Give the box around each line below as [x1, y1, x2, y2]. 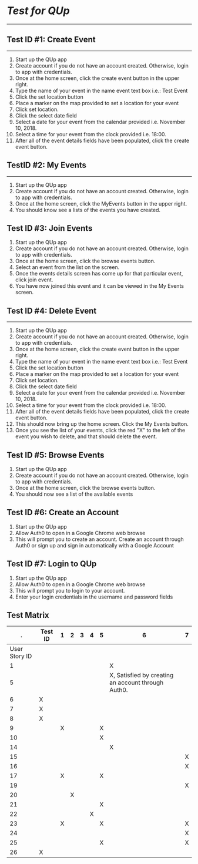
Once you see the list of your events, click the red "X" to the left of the [15, 427, 186, 434]
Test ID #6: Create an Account [6, 507, 119, 517]
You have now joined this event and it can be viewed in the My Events [15, 283, 184, 290]
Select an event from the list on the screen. [15, 264, 120, 271]
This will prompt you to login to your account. [15, 587, 125, 594]
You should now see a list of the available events [15, 490, 133, 497]
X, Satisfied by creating [109, 671, 174, 680]
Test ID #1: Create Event [6, 35, 96, 45]
